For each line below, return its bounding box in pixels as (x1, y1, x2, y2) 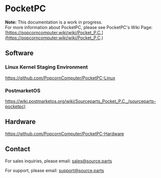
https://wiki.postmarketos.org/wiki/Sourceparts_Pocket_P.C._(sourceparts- (5, 98, 156, 104)
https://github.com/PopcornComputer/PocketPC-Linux (5, 75, 115, 81)
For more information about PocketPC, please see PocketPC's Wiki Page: (5, 24, 153, 30)
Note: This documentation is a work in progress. (5, 19, 103, 25)
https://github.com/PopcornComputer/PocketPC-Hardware (5, 130, 124, 136)
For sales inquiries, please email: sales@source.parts (5, 158, 113, 164)
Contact (5, 145, 30, 153)
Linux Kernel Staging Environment (5, 64, 88, 71)
